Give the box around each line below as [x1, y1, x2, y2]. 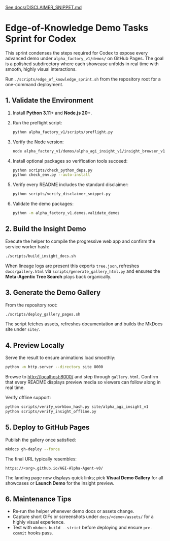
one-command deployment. [5, 81, 63, 87]
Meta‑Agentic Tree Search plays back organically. [5, 273, 112, 279]
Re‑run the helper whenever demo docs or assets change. [12, 508, 134, 514]
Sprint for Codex [5, 33, 77, 45]
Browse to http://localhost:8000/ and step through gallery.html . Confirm [5, 374, 158, 380]
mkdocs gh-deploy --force [5, 446, 60, 452]
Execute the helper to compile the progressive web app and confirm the [5, 238, 156, 244]
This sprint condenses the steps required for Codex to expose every [5, 49, 148, 56]
